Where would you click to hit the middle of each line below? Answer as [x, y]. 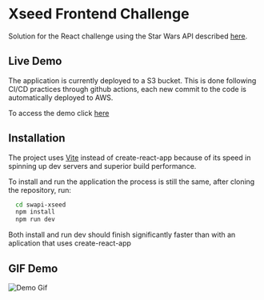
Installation [37, 138]
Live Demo [35, 61]
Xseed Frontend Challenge [99, 14]
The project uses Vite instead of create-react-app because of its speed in [130, 158]
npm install [36, 212]
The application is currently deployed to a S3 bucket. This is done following [132, 80]
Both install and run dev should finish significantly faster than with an [122, 235]
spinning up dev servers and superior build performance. [102, 166]
